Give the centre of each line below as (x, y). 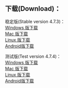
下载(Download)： (33, 9)
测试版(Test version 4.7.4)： (33, 56)
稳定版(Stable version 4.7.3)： (35, 22)
